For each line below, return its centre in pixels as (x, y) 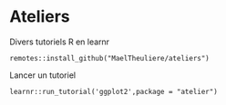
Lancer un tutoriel (42, 75)
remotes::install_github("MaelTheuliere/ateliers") (109, 58)
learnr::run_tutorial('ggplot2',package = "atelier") (114, 91)
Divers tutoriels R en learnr (60, 42)
